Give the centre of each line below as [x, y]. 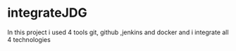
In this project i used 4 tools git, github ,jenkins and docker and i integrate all [118, 32]
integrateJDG [47, 13]
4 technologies [29, 39]
